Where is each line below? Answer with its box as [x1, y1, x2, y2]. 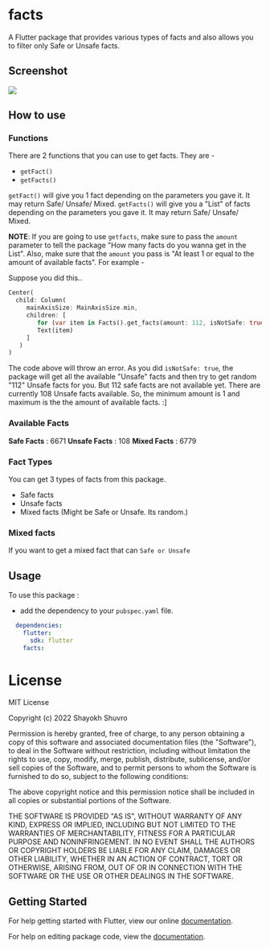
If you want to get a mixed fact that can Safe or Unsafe [8, 545, 190, 555]
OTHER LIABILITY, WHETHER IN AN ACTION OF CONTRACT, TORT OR [8, 854, 243, 864]
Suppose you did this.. [8, 273, 83, 283]
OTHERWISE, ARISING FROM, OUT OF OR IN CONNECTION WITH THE [8, 863, 243, 872]
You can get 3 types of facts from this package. [8, 474, 166, 484]
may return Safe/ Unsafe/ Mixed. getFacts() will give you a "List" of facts [8, 199, 251, 209]
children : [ [26, 312, 67, 320]
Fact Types [8, 456, 53, 467]
